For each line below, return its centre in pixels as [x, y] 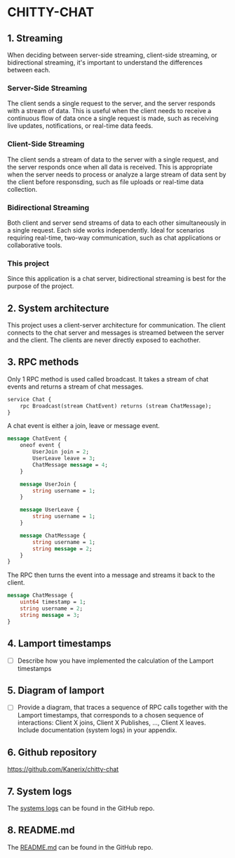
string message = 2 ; [62, 549]
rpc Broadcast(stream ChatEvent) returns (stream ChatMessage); [116, 406]
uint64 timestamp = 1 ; [53, 602]
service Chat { [29, 399]
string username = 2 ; [51, 609]
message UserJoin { [48, 484]
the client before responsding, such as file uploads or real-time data [106, 182]
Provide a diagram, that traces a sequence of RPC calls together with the [122, 708]
